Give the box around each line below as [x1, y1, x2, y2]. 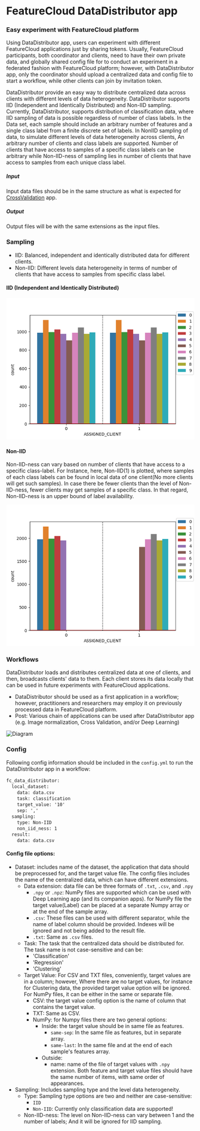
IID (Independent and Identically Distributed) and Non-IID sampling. [6, 102, 172, 109]
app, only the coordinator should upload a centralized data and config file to [6, 71, 193, 78]
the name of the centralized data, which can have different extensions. [14, 876, 189, 883]
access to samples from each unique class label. [6, 159, 126, 166]
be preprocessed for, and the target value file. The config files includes [14, 869, 190, 877]
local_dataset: [11, 783, 50, 790]
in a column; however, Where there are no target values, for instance [23, 978, 193, 985]
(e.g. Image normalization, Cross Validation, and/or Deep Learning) [14, 718, 180, 726]
